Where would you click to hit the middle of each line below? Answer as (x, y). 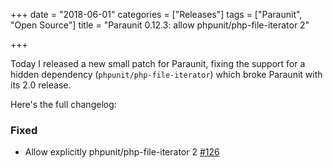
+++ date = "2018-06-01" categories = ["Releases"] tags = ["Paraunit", (156, 14)
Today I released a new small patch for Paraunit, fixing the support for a (158, 63)
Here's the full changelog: (63, 104)
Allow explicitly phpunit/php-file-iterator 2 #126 (122, 152)
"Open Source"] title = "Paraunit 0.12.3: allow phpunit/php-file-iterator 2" (160, 25)
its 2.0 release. (41, 85)
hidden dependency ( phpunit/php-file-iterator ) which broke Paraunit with (166, 74)
